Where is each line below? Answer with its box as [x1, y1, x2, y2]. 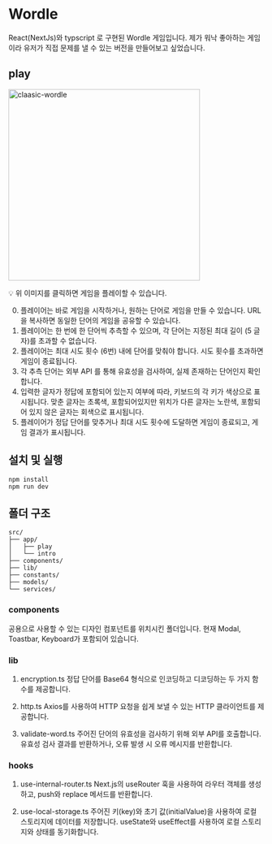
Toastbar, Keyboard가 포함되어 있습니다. [8, 634, 140, 643]
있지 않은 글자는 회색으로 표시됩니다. [28, 407, 145, 417]
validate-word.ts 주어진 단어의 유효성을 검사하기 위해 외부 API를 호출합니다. [19, 729, 261, 738]
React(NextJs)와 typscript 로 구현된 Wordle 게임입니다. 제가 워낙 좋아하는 [8, 32, 246, 42]
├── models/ [8, 578, 49, 586]
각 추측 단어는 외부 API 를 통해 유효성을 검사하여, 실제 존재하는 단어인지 [19, 366, 246, 376]
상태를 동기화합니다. [35, 827, 99, 837]
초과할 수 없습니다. [37, 335, 97, 345]
